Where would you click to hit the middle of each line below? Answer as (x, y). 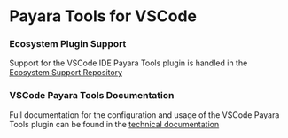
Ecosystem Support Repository (66, 73)
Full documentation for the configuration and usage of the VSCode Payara (144, 115)
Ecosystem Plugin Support (68, 44)
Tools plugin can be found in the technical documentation (114, 124)
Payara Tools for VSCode (103, 16)
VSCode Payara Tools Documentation (92, 96)
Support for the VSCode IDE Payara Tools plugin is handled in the (128, 63)
